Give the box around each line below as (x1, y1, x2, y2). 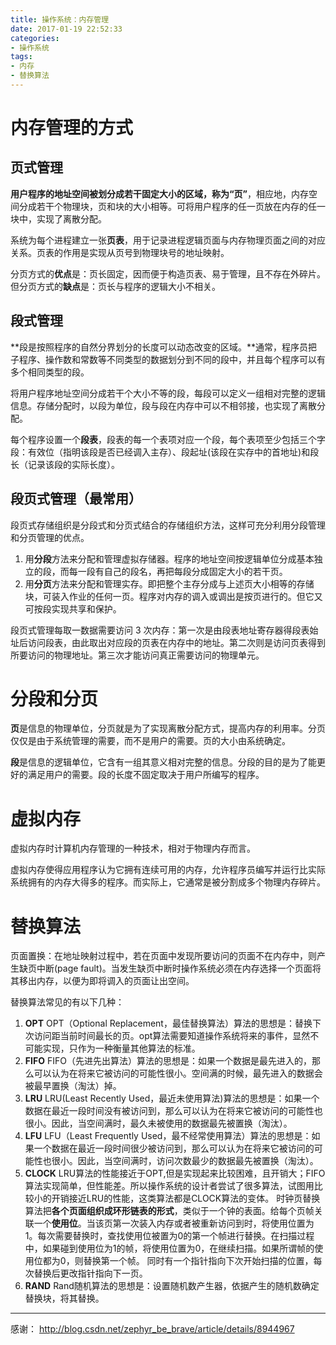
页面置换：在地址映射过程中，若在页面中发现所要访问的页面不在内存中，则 (10, 950, 317, 962)
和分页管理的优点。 (10, 531, 90, 543)
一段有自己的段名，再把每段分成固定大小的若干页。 (77, 565, 288, 577)
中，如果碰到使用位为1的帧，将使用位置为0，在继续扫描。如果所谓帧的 (24, 1242, 315, 1255)
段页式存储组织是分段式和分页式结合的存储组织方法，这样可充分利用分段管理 (10, 519, 326, 531)
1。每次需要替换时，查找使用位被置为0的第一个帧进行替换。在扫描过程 (24, 1230, 315, 1242)
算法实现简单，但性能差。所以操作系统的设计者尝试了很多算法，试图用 (24, 1180, 315, 1192)
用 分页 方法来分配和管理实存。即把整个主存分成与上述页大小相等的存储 (24, 577, 315, 590)
